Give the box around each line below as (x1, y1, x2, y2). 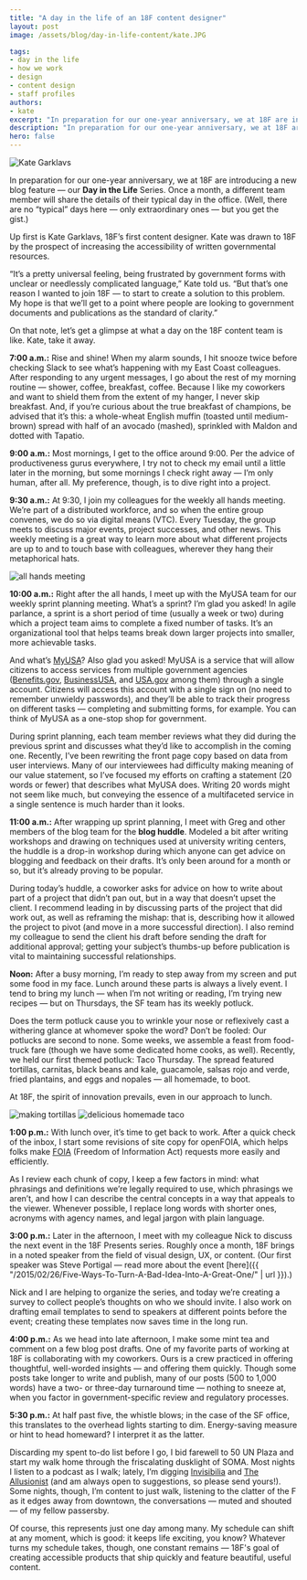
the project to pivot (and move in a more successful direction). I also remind (9, 922, 294, 933)
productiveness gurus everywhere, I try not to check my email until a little (9, 458, 286, 468)
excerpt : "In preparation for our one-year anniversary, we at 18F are (9, 115, 288, 124)
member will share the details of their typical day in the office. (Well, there (9, 194, 288, 205)
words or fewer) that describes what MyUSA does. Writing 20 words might (9, 779, 291, 790)
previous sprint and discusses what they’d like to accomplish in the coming (9, 741, 291, 751)
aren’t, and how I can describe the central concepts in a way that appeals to (9, 1193, 295, 1203)
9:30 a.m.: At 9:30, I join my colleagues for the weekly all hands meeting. (9, 495, 286, 506)
